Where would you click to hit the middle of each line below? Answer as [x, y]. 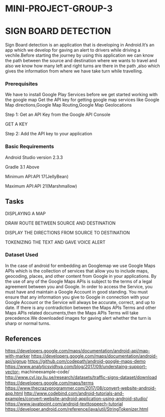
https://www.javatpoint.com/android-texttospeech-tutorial [64, 404]
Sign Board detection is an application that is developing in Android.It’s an [80, 45]
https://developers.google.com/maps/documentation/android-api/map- [78, 350]
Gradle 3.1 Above [22, 167]
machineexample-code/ [45, 372]
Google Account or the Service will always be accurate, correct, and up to [80, 302]
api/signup [16, 361]
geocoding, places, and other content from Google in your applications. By [81, 276]
